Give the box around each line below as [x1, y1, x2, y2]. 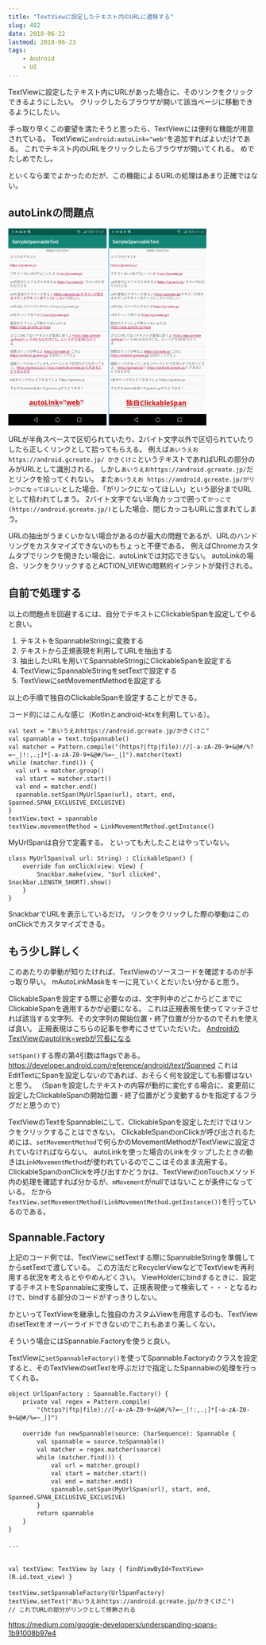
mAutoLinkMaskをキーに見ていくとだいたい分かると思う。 [51, 977, 244, 987]
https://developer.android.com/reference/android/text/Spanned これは [8, 1061, 239, 1070]
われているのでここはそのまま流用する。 [99, 1157, 232, 1166]
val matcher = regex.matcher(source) [37, 1446, 161, 1454]
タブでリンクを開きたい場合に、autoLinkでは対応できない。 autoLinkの [14, 550, 247, 561]
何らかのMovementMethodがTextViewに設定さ [102, 1137, 256, 1147]
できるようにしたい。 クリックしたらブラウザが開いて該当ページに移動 [8, 96, 240, 107]
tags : [8, 46, 26, 55]
